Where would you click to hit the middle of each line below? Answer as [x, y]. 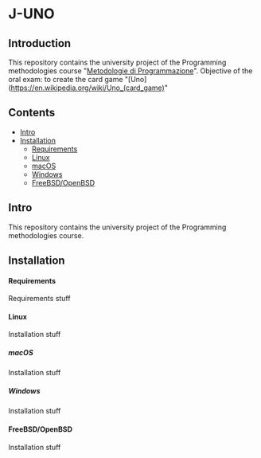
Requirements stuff [39, 299]
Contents [32, 113]
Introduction [40, 43]
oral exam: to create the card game [66, 79]
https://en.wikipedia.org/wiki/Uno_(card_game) [88, 88]
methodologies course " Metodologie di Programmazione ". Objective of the [130, 71]
